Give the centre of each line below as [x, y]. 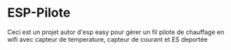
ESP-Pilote [39, 13]
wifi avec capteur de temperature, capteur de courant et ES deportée [107, 39]
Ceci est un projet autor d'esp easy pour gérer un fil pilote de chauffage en [116, 32]
